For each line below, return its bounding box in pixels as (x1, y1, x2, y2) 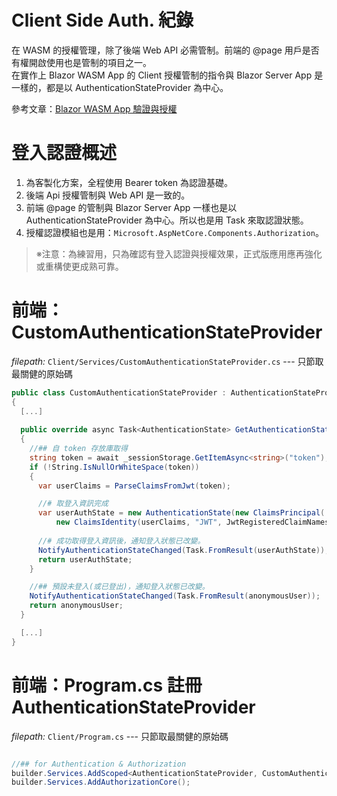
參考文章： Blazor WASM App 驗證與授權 (11, 102, 178, 115)
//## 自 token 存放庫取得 (29, 444, 128, 454)
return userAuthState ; (37, 554, 133, 565)
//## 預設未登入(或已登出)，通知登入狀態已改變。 (29, 582, 210, 592)
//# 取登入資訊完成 (37, 499, 109, 509)
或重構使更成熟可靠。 (35, 260, 124, 272)
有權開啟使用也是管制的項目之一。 (11, 56, 152, 68)
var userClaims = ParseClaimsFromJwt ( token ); (37, 481, 231, 491)
